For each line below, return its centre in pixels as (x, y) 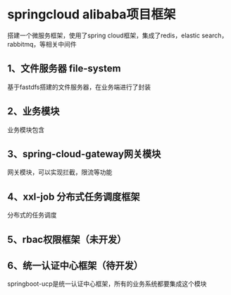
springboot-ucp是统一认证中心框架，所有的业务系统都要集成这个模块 (107, 284)
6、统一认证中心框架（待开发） (75, 265)
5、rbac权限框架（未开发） (67, 240)
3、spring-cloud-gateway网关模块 (84, 153)
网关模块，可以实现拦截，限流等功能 (60, 172)
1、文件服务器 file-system (64, 69)
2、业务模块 (33, 111)
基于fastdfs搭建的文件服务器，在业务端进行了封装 (79, 87)
